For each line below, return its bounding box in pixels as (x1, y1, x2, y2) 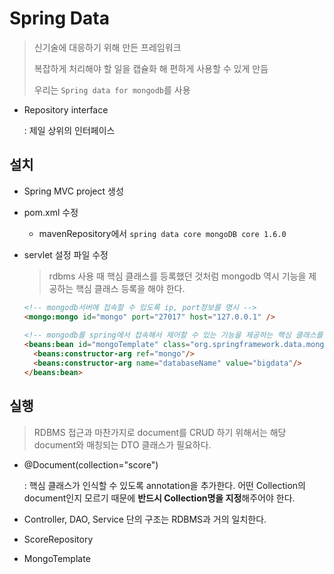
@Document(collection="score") (23, 458, 159, 471)
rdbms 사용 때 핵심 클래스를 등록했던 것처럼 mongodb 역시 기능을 (48, 270, 307, 282)
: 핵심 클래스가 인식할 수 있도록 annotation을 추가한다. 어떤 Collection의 (23, 479, 306, 491)
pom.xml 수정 (23, 206, 79, 218)
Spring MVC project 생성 (23, 185, 124, 197)
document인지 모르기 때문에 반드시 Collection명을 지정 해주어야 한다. (23, 492, 296, 504)
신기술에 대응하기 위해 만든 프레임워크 (33, 41, 182, 53)
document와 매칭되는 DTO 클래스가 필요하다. (33, 438, 212, 451)
